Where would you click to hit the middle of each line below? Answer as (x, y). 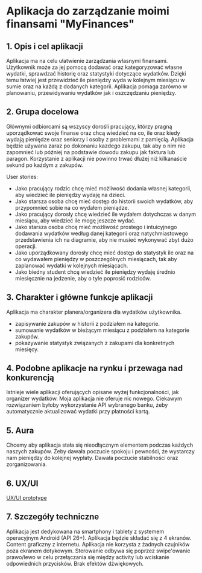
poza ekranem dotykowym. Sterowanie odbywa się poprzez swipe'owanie (98, 551)
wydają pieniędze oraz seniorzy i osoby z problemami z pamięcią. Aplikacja (100, 139)
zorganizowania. (27, 464)
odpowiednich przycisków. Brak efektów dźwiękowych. (75, 563)
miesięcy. (27, 349)
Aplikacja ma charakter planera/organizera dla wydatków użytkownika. (94, 312)
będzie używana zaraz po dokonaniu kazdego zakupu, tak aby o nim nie (96, 146)
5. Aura (20, 430)
